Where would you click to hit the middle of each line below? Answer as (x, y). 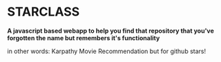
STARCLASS (44, 12)
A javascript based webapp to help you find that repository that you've (110, 31)
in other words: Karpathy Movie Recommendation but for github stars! (106, 51)
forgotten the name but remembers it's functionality (84, 37)
